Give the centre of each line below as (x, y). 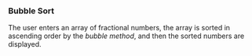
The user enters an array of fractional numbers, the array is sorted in (119, 28)
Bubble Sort (31, 11)
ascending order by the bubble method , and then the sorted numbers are (126, 36)
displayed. (25, 44)
